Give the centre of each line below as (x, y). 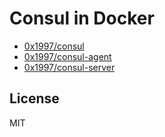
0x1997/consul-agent (67, 56)
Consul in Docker (82, 18)
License (34, 98)
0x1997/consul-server (69, 67)
